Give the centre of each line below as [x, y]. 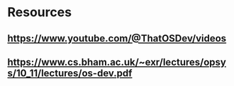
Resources [40, 12]
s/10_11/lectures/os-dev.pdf [70, 73]
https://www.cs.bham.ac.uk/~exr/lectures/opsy [117, 62]
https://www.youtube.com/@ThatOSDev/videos [117, 38]
